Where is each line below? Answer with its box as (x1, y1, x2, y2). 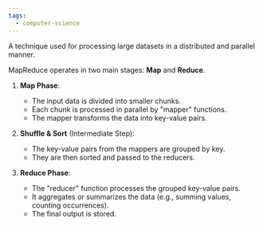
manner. (8, 50, 36, 59)
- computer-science (15, 19, 80, 27)
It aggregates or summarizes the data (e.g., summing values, (31, 192, 232, 201)
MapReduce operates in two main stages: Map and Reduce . (8, 65, 206, 74)
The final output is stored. (31, 208, 117, 218)
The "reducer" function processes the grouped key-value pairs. (31, 183, 241, 192)
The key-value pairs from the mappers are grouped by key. (31, 144, 226, 153)
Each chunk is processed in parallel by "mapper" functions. (31, 105, 227, 114)
